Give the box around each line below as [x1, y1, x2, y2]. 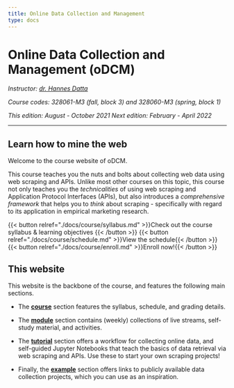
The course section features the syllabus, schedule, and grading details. [17, 302, 226, 311]
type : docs [8, 17, 40, 24]
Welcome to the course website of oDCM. [8, 157, 128, 165]
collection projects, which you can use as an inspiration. [17, 373, 179, 381]
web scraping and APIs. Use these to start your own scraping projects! [17, 352, 221, 360]
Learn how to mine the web [8, 138, 128, 150]
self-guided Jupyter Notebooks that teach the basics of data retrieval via [17, 344, 226, 352]
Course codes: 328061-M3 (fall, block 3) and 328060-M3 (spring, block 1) [8, 98, 222, 107]
